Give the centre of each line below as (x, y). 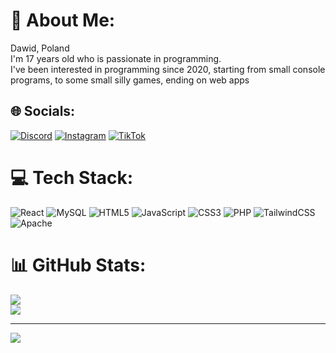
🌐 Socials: (43, 111)
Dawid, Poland (40, 48)
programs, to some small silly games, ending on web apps (130, 80)
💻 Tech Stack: (72, 177)
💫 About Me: (63, 20)
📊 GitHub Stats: (78, 265)
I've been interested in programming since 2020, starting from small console (168, 69)
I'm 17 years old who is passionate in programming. (116, 58)
